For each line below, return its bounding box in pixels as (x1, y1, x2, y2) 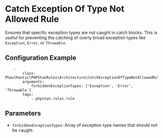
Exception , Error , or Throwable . (5, 40, 67, 45)
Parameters (5, 110, 41, 118)
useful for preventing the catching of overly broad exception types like (5, 35, 146, 41)
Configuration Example (5, 54, 77, 62)
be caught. (12, 127, 34, 133)
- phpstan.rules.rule (31, 96, 75, 101)
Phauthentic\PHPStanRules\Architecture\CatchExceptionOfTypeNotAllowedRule (5, 75, 162, 80)
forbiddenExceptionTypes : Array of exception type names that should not (12, 122, 158, 128)
